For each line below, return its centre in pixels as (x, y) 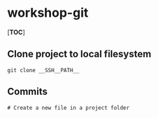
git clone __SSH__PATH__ (43, 70)
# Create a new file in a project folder (69, 108)
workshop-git (48, 13)
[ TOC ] (16, 32)
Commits (27, 92)
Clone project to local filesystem (79, 54)
